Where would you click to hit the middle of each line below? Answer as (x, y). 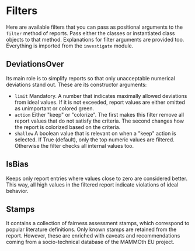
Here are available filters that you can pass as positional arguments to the (94, 27)
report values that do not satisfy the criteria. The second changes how (99, 121)
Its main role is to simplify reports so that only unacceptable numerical (90, 78)
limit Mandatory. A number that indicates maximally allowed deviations (101, 96)
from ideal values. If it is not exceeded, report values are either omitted (100, 102)
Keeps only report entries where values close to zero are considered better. (97, 178)
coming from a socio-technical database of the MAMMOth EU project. (90, 242)
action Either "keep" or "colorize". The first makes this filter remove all (99, 114)
